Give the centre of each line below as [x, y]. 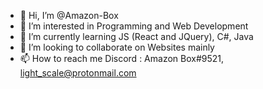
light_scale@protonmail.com [78, 73]
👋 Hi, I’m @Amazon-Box [69, 15]
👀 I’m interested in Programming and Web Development [134, 26]
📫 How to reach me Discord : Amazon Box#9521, [122, 58]
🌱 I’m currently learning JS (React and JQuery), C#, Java [136, 36]
